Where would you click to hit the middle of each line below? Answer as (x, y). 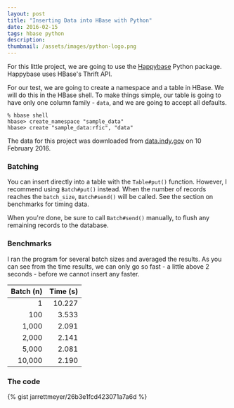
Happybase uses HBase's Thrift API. (60, 74)
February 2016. (29, 148)
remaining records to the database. (58, 225)
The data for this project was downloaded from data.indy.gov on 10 (104, 141)
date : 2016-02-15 (33, 27)
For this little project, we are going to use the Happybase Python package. (115, 66)
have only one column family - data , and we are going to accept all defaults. (117, 102)
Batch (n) (27, 291)
